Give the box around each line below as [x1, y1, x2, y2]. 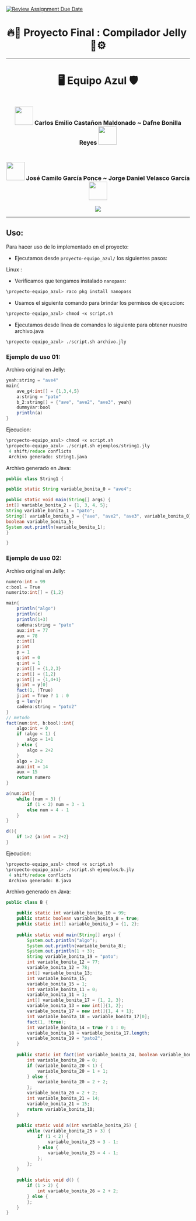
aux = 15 [16, 769, 38, 775]
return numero [16, 774, 51, 781]
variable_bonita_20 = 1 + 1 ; [37, 1068, 108, 1074]
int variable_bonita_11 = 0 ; [27, 987, 98, 992]
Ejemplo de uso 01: [6, 352, 61, 360]
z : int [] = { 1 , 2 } [16, 671, 57, 677]
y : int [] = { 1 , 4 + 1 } [16, 676, 61, 682]
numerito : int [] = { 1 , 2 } [6, 590, 64, 596]
